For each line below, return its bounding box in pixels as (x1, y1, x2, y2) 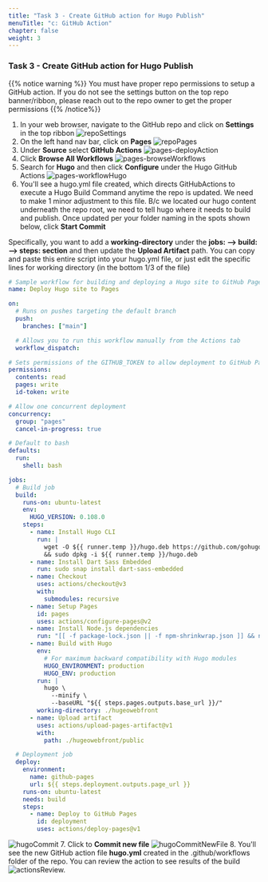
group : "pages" (15, 417, 66, 425)
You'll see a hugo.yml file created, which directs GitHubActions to (19, 179, 235, 189)
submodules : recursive (43, 595, 120, 603)
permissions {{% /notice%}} (8, 104, 101, 114)
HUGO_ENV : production (43, 669, 116, 677)
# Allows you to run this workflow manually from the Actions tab (15, 337, 241, 345)
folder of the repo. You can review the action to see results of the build (8, 856, 241, 866)
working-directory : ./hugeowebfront (37, 707, 159, 715)
